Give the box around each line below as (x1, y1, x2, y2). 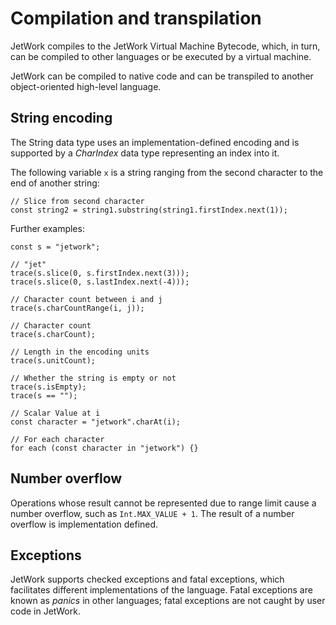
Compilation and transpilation (10, 7, 262, 30)
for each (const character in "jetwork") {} (10, 443, 199, 453)
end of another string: (10, 177, 100, 189)
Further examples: (10, 222, 85, 234)
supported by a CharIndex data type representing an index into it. (10, 147, 280, 159)
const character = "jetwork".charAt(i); (10, 417, 182, 427)
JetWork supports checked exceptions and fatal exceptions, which (10, 573, 285, 586)
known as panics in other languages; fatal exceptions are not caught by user (10, 595, 326, 607)
